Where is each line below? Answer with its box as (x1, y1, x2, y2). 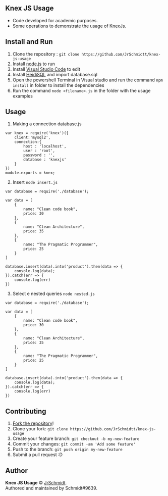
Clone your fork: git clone (12, 426, 68, 432)
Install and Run (5, 37, 53, 46)
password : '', (23, 153, 55, 158)
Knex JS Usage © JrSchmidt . (5, 480, 67, 486)
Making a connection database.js (12, 121, 82, 127)
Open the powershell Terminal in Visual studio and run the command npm (12, 77, 163, 83)
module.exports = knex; (5, 170, 55, 176)
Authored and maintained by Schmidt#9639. (5, 485, 97, 491)
